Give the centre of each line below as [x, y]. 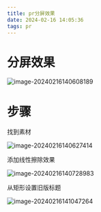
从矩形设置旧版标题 [34, 188]
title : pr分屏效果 [31, 13]
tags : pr [19, 26]
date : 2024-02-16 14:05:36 [45, 20]
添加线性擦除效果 [31, 160]
